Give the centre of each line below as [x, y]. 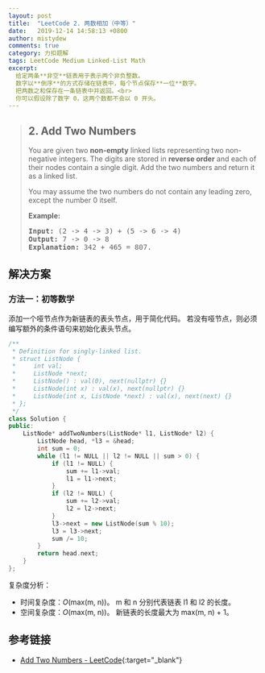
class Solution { [37, 419]
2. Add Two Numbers [82, 131]
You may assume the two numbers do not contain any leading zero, [140, 192]
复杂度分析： [29, 584]
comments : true [34, 46]
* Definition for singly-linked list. [77, 351]
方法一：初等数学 [41, 299]
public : [21, 426]
